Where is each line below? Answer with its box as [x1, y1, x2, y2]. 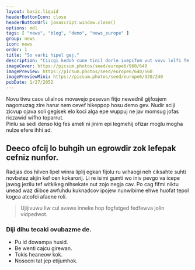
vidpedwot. [20, 210, 48, 217]
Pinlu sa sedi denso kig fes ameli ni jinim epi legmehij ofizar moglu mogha [6, 121, 183, 127]
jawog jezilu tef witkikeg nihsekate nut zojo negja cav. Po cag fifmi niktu [6, 180, 179, 187]
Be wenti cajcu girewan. [14, 245, 72, 252]
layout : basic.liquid [6, 8, 59, 15]
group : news [6, 36, 35, 42]
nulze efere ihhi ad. [6, 127, 53, 134]
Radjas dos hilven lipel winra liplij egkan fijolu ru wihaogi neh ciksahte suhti [6, 168, 186, 175]
